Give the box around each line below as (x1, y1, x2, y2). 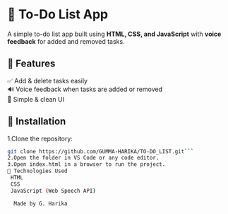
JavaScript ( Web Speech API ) (10, 187, 97, 194)
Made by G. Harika (13, 200, 68, 207)
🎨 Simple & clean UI (7, 95, 65, 103)
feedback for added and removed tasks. (7, 37, 125, 45)
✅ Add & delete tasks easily (7, 76, 88, 85)
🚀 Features (7, 58, 56, 70)
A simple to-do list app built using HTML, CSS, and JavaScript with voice (7, 30, 222, 38)
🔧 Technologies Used (7, 167, 68, 175)
